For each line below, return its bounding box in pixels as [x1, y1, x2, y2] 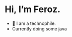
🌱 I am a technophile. [12, 20, 56, 26]
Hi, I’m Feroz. [5, 4, 61, 15]
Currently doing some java [12, 25, 67, 31]
